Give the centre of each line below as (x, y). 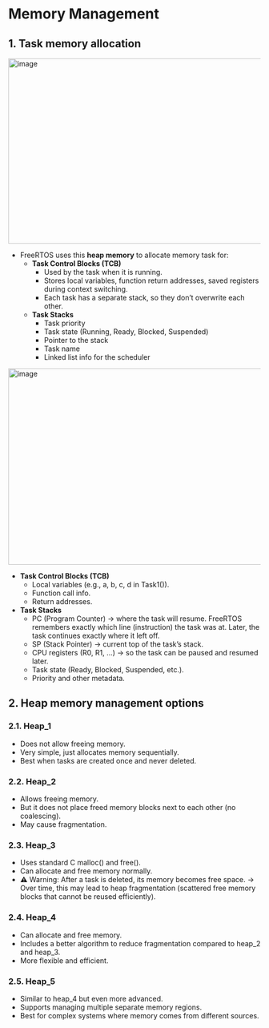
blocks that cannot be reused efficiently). (88, 897)
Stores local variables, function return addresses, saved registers (151, 280)
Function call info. (61, 593)
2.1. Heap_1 (30, 726)
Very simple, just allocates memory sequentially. (100, 752)
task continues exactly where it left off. (96, 635)
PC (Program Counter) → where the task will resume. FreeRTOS (137, 619)
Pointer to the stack (76, 340)
